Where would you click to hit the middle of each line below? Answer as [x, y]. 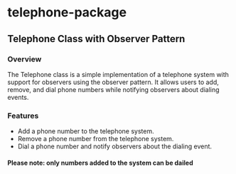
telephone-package [67, 12]
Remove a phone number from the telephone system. [96, 139]
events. [18, 97]
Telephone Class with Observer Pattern [96, 39]
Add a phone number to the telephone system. [86, 131]
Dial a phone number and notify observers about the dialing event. [114, 146]
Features [23, 116]
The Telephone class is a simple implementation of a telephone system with [118, 74]
